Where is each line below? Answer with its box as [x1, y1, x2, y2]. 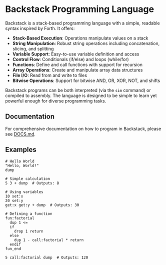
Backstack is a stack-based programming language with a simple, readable [5, 20, 160, 26]
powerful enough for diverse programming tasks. [5, 97, 106, 103]
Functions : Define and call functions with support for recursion [12, 61, 142, 67]
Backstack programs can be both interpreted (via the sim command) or [5, 87, 151, 93]
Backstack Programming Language [5, 3, 154, 15]
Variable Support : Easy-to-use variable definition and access [12, 51, 139, 57]
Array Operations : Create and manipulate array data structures [12, 66, 143, 73]
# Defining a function [5, 211, 52, 216]
